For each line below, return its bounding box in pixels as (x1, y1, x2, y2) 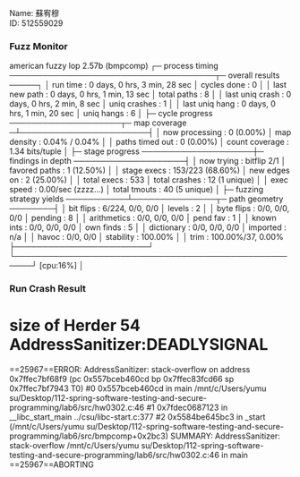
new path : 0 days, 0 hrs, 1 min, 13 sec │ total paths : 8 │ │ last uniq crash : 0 (9, 89, 292, 100)
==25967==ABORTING (9, 459, 94, 470)
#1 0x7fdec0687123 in (146, 402, 228, 413)
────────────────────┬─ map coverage (9, 117, 187, 128)
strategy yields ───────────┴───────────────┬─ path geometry (9, 193, 284, 204)
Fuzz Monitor (9, 39, 69, 52)
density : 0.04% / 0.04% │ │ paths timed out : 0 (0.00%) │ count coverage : (9, 137, 289, 148)
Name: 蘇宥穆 (9, 8, 60, 18)
